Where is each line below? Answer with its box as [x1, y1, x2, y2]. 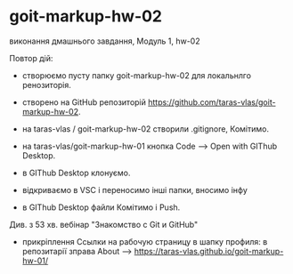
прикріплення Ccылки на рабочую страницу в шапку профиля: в [21, 236, 268, 246]
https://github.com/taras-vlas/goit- [148, 96, 276, 108]
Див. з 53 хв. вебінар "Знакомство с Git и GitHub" [9, 219, 199, 230]
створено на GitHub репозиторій [21, 96, 147, 108]
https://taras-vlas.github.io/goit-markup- [134, 246, 284, 256]
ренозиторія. [21, 79, 71, 90]
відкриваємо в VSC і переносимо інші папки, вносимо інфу [21, 184, 248, 195]
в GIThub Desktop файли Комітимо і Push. [21, 202, 181, 213]
